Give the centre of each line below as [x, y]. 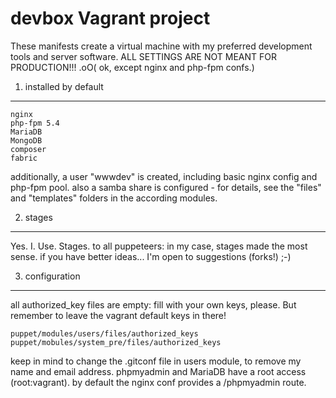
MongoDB [26, 140]
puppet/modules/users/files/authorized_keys [104, 333]
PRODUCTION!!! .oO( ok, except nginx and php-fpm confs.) [132, 67]
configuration [52, 276]
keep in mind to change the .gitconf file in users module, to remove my [156, 361]
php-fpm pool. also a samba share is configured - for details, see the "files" [166, 187]
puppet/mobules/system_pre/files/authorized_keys [116, 342]
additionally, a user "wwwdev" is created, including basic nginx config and [164, 176]
